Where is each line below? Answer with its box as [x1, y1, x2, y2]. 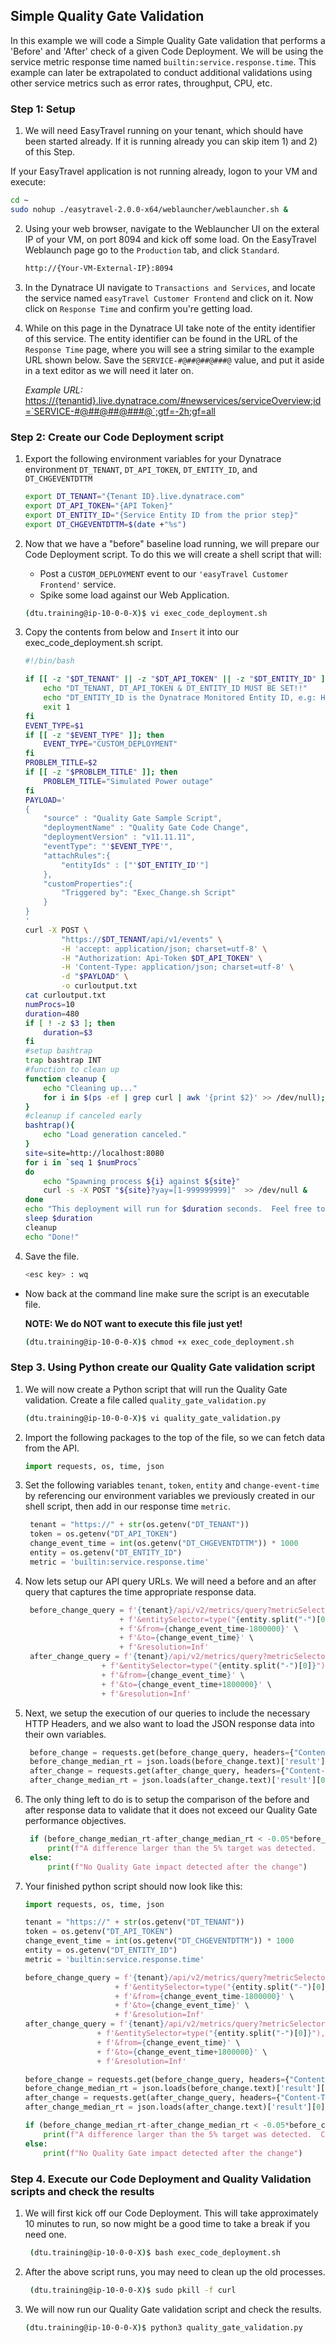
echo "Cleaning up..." [43, 1083, 138, 1093]
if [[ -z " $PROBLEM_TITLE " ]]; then [24, 767, 178, 778]
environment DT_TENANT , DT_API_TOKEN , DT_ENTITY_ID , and [24, 464, 258, 476]
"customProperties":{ [43, 879, 133, 889]
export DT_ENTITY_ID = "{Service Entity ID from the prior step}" [24, 510, 299, 520]
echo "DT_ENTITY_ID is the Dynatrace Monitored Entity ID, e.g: [43, 693, 317, 703]
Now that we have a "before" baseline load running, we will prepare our [24, 537, 320, 549]
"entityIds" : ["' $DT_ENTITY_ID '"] [61, 860, 210, 870]
